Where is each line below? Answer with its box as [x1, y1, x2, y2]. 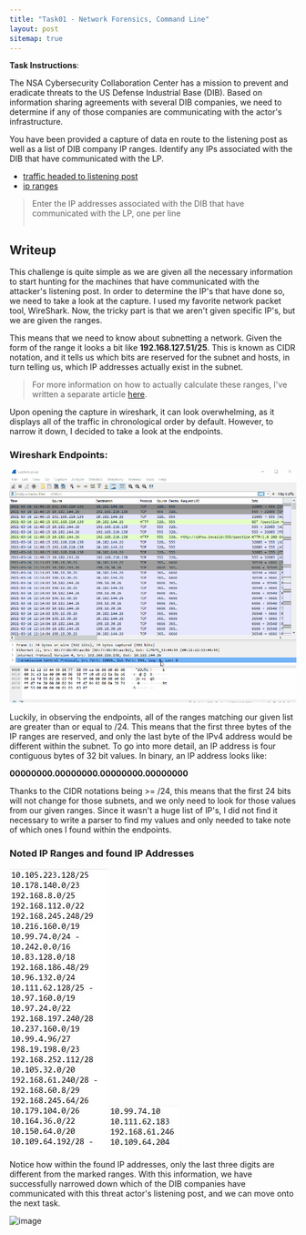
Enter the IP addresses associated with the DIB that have [31, 199, 245, 209]
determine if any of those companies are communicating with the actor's [9, 107, 282, 117]
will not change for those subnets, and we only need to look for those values [9, 795, 296, 806]
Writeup [9, 242, 56, 258]
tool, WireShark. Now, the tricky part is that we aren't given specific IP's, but [9, 305, 296, 316]
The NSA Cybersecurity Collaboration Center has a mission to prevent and [9, 77, 289, 88]
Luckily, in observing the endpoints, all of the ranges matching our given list [9, 711, 294, 723]
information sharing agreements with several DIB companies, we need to [9, 97, 282, 108]
